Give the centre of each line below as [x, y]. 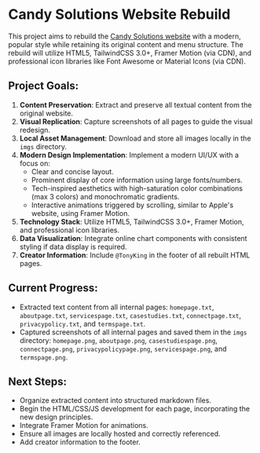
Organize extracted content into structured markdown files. [115, 400]
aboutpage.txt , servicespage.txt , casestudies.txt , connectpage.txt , [130, 315]
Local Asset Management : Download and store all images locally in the [135, 138]
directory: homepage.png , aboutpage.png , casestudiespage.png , [119, 340]
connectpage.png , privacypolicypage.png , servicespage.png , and [123, 349]
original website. [46, 113]
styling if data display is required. [73, 247]
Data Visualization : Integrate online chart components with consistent [133, 238]
